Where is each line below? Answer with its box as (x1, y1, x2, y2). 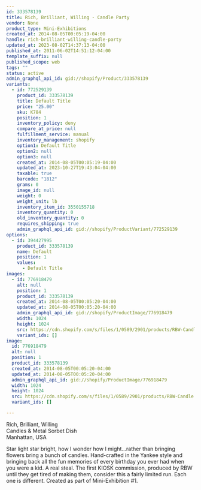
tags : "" (6, 64, 28, 71)
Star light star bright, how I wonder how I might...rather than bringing (6, 445, 175, 452)
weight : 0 (17, 193, 42, 199)
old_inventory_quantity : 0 (17, 215, 84, 221)
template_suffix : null (6, 53, 63, 59)
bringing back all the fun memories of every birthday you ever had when (6, 458, 184, 465)
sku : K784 (17, 109, 42, 115)
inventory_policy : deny (17, 121, 77, 127)
